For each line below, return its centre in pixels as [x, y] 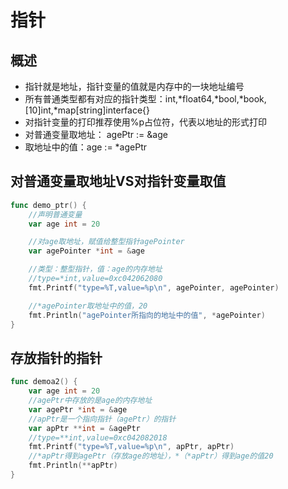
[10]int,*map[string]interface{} [87, 110]
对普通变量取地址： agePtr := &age [96, 134]
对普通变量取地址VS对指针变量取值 [118, 181]
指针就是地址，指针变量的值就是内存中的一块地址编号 [134, 86]
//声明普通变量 [55, 214]
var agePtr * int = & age [78, 409]
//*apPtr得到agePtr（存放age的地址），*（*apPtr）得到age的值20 [151, 456]
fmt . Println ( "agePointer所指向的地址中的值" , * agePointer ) [147, 315]
